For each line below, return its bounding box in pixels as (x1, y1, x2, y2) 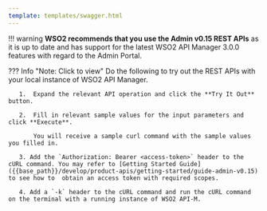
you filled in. (8, 139, 59, 147)
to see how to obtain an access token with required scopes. (8, 173, 219, 182)
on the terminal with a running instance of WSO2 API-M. (8, 195, 202, 203)
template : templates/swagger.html (8, 11, 124, 20)
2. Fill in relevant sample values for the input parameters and (18, 111, 245, 119)
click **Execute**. (8, 117, 73, 126)
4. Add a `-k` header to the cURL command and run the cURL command (18, 188, 251, 196)
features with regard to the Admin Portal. (8, 50, 142, 60)
